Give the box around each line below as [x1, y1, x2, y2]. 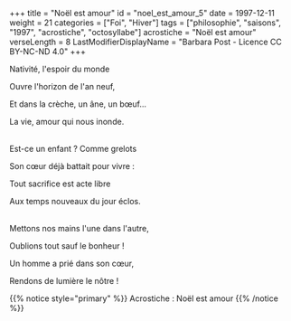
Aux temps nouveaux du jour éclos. [9, 196, 142, 206]
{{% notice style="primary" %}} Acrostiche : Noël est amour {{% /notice [9, 293, 278, 304]
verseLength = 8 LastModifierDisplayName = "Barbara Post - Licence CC [9, 36, 283, 47]
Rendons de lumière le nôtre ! [9, 276, 119, 286]
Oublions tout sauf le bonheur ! [9, 241, 125, 251]
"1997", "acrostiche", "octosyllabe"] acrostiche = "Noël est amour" [9, 27, 257, 37]
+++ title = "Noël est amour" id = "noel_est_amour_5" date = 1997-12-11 [9, 8, 276, 18]
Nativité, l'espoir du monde [9, 63, 110, 74]
